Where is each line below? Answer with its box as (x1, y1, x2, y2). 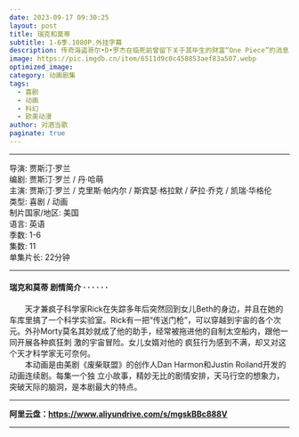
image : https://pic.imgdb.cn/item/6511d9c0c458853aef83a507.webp (9, 54, 256, 63)
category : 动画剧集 (9, 71, 77, 80)
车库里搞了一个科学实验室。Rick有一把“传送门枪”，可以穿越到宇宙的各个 (9, 315, 274, 326)
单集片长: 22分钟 (9, 251, 71, 263)
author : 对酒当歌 (9, 121, 69, 130)
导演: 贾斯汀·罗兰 (9, 162, 71, 174)
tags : (9, 79, 29, 88)
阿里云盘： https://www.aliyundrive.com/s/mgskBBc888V (9, 409, 228, 419)
